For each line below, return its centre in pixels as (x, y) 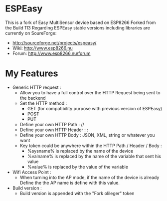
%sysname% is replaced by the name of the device (80, 151)
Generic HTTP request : (37, 87)
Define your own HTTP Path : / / (52, 124)
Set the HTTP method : (43, 103)
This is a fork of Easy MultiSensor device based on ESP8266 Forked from (81, 22)
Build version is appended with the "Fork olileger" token (77, 193)
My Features (32, 74)
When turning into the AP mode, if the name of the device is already (89, 177)
